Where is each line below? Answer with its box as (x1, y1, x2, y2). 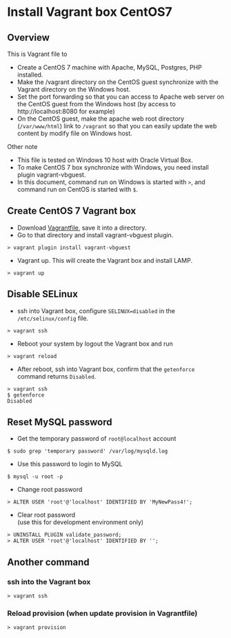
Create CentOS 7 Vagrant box (7, 205, 137, 217)
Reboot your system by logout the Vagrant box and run (17, 339, 174, 348)
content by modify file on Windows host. (17, 129, 132, 137)
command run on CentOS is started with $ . (17, 186, 138, 193)
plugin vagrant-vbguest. (17, 170, 86, 179)
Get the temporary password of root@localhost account (17, 435, 177, 443)
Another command (7, 556, 90, 568)
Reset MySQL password (7, 417, 112, 428)
